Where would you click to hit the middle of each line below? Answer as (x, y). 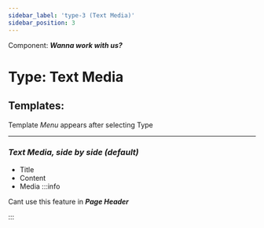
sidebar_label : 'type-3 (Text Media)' (71, 15)
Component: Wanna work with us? (66, 45)
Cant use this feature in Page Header (69, 201)
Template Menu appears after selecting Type (81, 125)
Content (33, 178)
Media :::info (40, 186)
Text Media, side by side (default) (73, 153)
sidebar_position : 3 (42, 23)
